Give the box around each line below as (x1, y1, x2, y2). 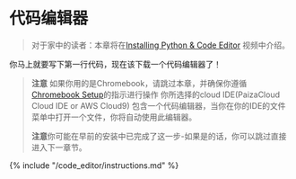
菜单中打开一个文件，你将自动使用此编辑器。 (30, 112, 197, 122)
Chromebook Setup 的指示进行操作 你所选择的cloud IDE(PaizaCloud (30, 89, 281, 100)
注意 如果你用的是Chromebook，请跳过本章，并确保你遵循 (30, 77, 248, 88)
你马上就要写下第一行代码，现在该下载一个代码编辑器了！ (9, 58, 222, 69)
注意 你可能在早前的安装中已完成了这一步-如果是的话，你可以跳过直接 (30, 130, 287, 141)
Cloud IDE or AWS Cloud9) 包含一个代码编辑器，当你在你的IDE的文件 (30, 100, 286, 111)
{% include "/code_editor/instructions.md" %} (9, 159, 179, 171)
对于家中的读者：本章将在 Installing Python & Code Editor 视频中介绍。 (30, 40, 290, 50)
